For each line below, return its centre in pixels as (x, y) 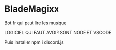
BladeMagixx (32, 9)
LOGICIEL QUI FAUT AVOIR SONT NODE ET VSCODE (58, 32)
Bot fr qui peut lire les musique (36, 23)
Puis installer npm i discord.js (34, 42)
